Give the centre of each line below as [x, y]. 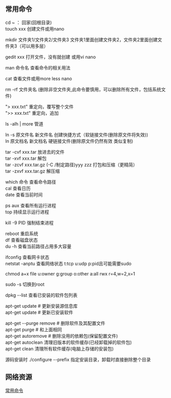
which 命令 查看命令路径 [31, 182]
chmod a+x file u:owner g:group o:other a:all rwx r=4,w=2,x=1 [70, 273]
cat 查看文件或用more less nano [39, 79]
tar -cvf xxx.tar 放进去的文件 [35, 152]
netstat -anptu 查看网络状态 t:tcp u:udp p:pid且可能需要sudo [68, 263]
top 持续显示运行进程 [27, 212]
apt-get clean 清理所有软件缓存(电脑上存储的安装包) [60, 349]
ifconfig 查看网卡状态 [27, 257]
